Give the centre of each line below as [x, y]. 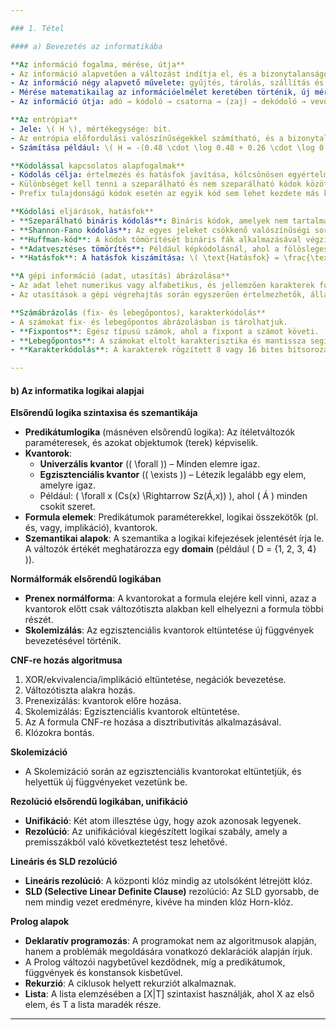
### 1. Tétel [37, 28]
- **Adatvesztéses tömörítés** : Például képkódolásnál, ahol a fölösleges [169, 249]
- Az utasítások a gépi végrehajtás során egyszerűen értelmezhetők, [158, 295]
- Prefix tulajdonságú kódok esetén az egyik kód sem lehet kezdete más [165, 194]
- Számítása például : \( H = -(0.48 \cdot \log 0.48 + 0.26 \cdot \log [162, 147]
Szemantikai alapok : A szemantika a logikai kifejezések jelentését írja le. [174, 538]
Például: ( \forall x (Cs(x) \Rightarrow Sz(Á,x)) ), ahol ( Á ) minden [173, 496]
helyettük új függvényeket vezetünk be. [106, 782]
